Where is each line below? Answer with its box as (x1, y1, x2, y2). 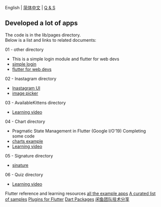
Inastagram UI (12, 85, 40, 91)
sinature (12, 162, 29, 168)
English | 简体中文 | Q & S (5, 5, 56, 10)
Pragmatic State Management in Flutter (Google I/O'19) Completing (12, 128, 146, 134)
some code (12, 133, 35, 139)
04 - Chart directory (5, 119, 45, 124)
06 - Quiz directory (5, 172, 44, 177)
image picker (12, 90, 38, 96)
